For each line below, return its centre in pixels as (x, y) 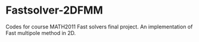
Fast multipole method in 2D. (41, 33)
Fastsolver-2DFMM (54, 10)
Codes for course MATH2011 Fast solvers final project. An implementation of (99, 27)
